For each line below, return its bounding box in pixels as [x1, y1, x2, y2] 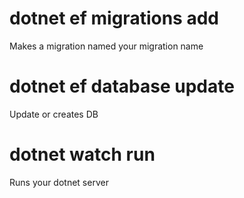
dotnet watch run [9, 143, 156, 166]
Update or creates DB [9, 108, 99, 120]
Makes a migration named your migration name [9, 40, 204, 52]
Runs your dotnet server [9, 176, 109, 188]
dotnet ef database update [9, 75, 235, 98]
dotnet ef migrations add [9, 7, 219, 30]
